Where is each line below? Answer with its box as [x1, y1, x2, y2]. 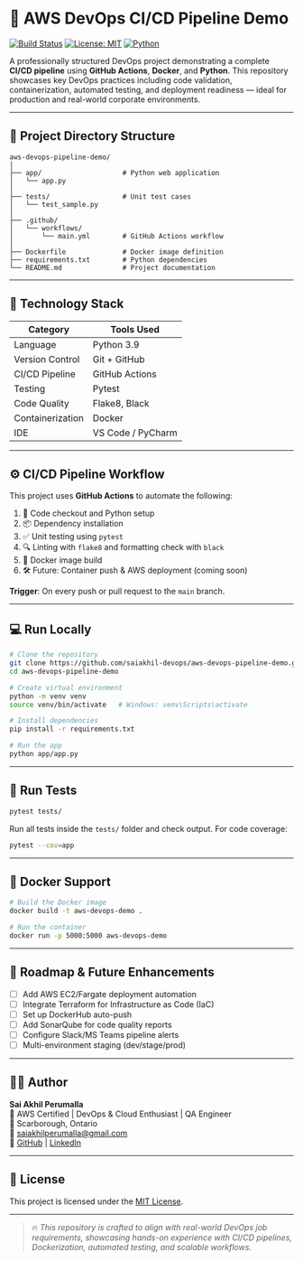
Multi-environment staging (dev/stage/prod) [22, 1039, 187, 1051]
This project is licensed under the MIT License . [9, 1196, 184, 1207]
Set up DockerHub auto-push [22, 1009, 133, 1020]
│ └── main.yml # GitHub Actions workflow [9, 231, 224, 240]
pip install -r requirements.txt [9, 724, 135, 734]
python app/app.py [9, 750, 78, 759]
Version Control [14, 352, 80, 365]
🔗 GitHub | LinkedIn [9, 1137, 82, 1148]
